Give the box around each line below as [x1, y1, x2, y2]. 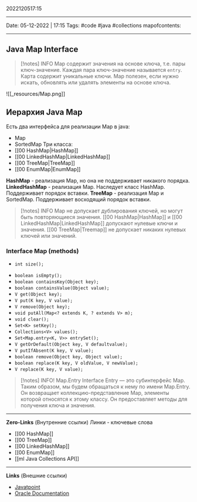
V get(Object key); [14, 291, 63, 297]
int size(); [14, 261, 44, 267]
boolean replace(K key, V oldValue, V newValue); [14, 360, 139, 366]
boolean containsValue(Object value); [14, 285, 110, 291]
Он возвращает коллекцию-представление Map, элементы [20, 389, 169, 396]
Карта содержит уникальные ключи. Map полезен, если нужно [20, 72, 179, 79]
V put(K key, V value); [14, 297, 73, 304]
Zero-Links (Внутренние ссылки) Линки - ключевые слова [6, 418, 153, 425]
